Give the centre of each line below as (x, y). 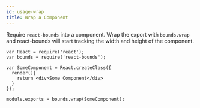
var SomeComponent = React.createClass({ (59, 67)
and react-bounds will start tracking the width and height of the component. (100, 41)
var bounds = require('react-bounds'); (56, 57)
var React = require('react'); (45, 52)
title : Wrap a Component (37, 17)
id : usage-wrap (25, 12)
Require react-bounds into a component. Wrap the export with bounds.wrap (98, 34)
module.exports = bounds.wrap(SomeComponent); (65, 99)
